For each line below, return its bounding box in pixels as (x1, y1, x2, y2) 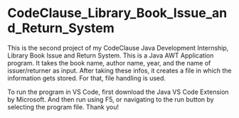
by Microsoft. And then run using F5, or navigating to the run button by (7, 95, 215, 104)
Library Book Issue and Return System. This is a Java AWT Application (7, 51, 214, 60)
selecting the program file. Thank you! (7, 102, 119, 111)
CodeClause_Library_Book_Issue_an (7, 5, 228, 21)
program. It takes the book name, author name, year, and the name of (7, 58, 211, 67)
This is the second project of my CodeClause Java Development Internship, (7, 43, 229, 52)
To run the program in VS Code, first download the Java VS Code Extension (7, 87, 229, 96)
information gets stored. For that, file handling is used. (7, 73, 166, 82)
